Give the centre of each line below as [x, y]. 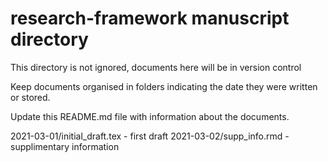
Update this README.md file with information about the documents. [150, 116]
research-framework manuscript [150, 18]
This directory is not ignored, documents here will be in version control [156, 67]
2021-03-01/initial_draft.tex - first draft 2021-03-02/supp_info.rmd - [150, 136]
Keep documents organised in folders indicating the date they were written [164, 86]
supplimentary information [65, 146]
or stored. [30, 97]
